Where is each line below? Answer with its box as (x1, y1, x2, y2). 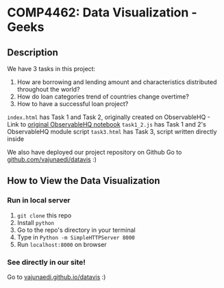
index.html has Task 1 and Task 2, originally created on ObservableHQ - (7, 113, 211, 121)
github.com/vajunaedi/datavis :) (7, 155, 97, 163)
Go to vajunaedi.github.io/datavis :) (7, 272, 106, 281)
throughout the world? (16, 86, 80, 93)
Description (7, 47, 58, 58)
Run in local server (7, 196, 71, 205)
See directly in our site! (7, 257, 86, 267)
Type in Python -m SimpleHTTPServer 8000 (16, 233, 136, 241)
